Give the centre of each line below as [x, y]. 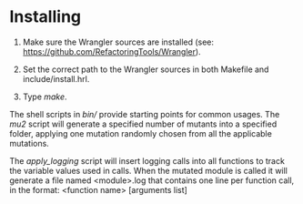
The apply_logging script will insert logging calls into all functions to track [147, 160]
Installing [45, 17]
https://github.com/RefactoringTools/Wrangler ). [112, 51]
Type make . [45, 97]
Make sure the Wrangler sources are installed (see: [118, 42]
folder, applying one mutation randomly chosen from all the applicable [141, 133]
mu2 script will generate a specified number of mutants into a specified [143, 124]
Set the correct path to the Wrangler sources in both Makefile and [146, 69]
